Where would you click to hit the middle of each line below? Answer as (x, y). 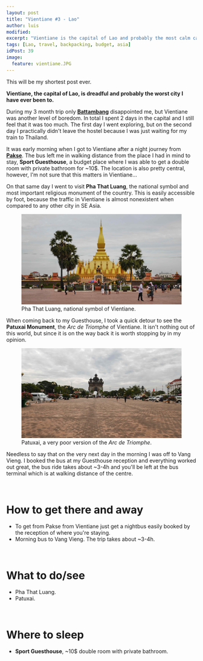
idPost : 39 (20, 51)
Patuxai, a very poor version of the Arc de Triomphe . (87, 443)
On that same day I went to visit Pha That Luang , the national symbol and (98, 186)
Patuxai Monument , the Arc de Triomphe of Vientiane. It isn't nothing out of (101, 327)
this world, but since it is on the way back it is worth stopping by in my (94, 333)
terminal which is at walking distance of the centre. (70, 474)
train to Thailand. (27, 137)
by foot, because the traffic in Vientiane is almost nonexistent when (90, 199)
